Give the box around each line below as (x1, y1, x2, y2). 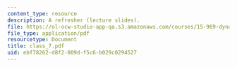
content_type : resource (7, 10, 78, 17)
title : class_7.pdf (7, 43, 65, 50)
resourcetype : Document (7, 36, 78, 43)
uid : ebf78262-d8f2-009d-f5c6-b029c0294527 (7, 50, 138, 57)
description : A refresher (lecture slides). (7, 17, 140, 24)
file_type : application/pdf (7, 29, 90, 37)
